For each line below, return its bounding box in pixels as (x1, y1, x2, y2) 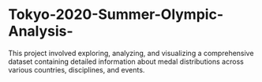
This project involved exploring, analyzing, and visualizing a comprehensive (8, 48, 254, 58)
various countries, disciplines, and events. (8, 65, 145, 74)
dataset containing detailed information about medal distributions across (8, 57, 245, 66)
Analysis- (8, 22, 73, 40)
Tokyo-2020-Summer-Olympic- (8, 6, 223, 24)
